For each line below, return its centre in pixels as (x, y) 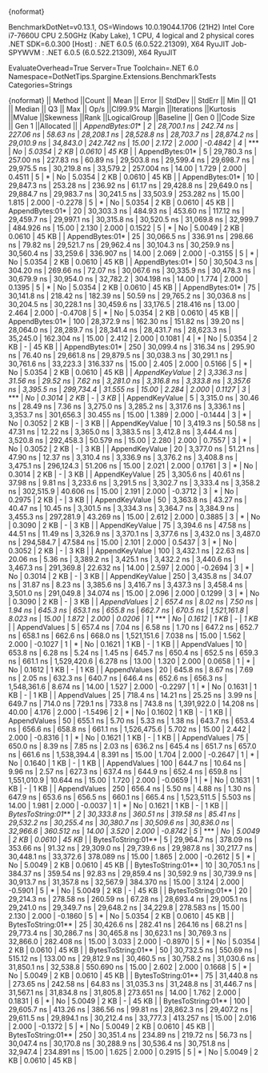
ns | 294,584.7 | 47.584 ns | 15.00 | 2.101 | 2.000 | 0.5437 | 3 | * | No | (123, 542)
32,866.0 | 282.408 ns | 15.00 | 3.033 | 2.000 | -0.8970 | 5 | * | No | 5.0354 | (134, 941)
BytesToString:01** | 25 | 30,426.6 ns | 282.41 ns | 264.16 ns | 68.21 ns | (128, 924)
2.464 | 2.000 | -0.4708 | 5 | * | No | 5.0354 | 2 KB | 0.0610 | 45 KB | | (123, 313)
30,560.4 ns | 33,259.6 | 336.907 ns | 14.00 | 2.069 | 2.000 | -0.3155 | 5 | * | (134, 253)
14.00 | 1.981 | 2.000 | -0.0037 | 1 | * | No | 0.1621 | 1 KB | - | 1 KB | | (118, 806)
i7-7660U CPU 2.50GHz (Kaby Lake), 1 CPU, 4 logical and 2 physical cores (131, 36)
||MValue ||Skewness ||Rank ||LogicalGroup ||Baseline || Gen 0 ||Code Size (132, 118)
